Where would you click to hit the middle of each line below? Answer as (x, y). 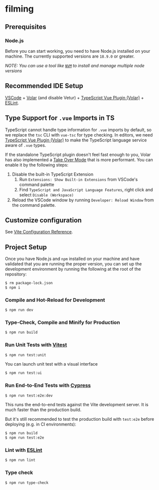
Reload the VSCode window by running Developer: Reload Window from (83, 200)
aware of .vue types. (26, 145)
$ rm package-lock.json (29, 283)
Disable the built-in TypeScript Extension (53, 174)
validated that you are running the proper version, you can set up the (73, 264)
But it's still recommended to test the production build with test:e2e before (80, 419)
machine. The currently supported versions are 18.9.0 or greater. (70, 56)
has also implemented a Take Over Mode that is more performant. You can (79, 160)
